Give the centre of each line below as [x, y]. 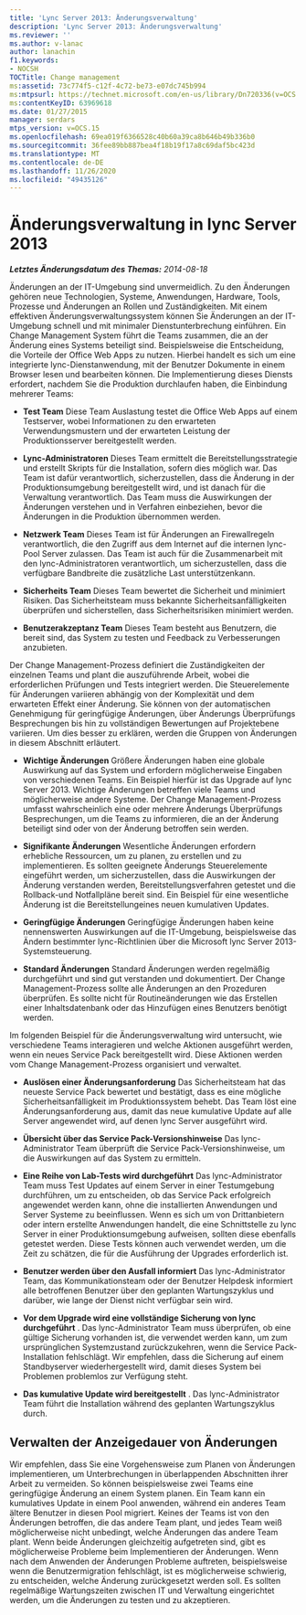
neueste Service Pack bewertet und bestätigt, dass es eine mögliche [152, 1092]
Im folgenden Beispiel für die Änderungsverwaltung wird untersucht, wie [146, 1036]
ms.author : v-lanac [47, 43]
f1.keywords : [34, 60]
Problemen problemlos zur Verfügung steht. [106, 1376]
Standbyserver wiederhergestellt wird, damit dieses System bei [142, 1366]
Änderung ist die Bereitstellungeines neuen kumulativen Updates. [146, 905]
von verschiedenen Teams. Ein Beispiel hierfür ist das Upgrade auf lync [157, 780]
